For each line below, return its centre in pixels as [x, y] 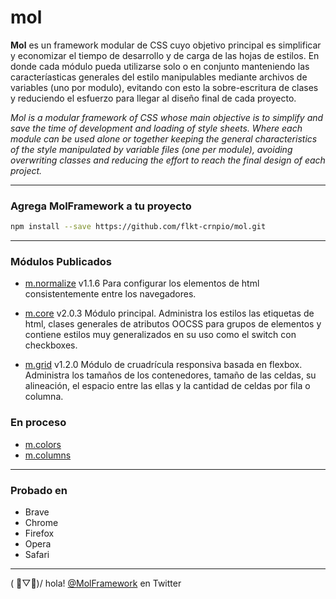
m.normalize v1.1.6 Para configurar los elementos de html [142, 283]
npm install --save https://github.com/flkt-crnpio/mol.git [138, 227]
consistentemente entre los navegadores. [110, 294]
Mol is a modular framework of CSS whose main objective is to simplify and [167, 117]
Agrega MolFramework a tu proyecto [101, 206]
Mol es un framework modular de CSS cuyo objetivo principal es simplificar [166, 45]
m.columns [48, 455]
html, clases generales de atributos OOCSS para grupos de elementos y [173, 324]
